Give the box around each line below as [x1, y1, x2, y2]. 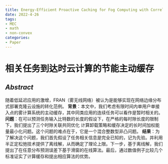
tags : [5, 16, 16, 21]
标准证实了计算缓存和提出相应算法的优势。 [5, 153, 93, 159]
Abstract [5, 83, 33, 91]
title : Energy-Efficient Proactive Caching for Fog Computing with [5, 7, 149, 12]
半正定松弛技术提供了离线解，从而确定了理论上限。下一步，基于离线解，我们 [5, 140, 163, 146]
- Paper [5, 40, 21, 45]
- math [5, 26, 19, 31]
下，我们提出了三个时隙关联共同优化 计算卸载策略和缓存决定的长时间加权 [5, 122, 155, 128]
